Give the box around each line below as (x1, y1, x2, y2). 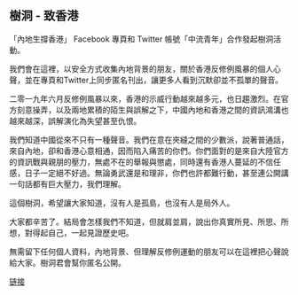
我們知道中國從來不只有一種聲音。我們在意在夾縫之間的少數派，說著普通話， (9, 134, 289, 144)
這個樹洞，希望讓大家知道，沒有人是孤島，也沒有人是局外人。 (9, 198, 235, 208)
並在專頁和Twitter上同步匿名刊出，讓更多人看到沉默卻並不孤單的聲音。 (24, 74, 284, 85)
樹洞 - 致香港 (9, 8, 79, 24)
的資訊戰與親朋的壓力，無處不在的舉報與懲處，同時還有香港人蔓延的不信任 (9, 156, 281, 167)
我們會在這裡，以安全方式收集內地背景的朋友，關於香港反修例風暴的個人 (9, 63, 273, 74)
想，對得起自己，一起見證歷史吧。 (9, 227, 134, 237)
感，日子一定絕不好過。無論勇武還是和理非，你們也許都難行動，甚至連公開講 (9, 167, 289, 178)
